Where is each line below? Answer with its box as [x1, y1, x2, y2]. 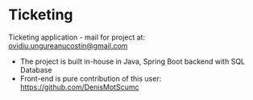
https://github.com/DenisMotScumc [19, 82, 139, 92]
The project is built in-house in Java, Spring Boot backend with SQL [19, 56, 246, 66]
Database [19, 65, 52, 74]
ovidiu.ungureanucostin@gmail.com [8, 40, 128, 50]
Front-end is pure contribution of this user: [19, 73, 162, 83]
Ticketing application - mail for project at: [8, 32, 146, 42]
